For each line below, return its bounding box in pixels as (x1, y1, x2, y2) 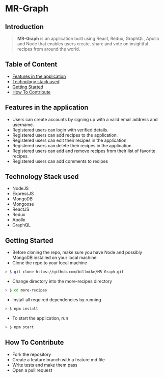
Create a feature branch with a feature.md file (12, 356, 105, 362)
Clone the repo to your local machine (12, 260, 87, 266)
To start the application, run (12, 315, 69, 321)
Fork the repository (12, 351, 52, 357)
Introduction (5, 23, 44, 31)
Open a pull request (12, 367, 53, 373)
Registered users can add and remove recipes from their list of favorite (12, 148, 156, 154)
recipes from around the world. (17, 46, 80, 52)
